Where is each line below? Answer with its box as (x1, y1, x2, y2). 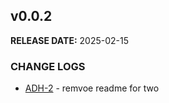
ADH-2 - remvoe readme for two (24, 82, 160, 94)
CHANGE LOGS (10, 59, 86, 73)
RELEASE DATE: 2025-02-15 (10, 34, 130, 46)
